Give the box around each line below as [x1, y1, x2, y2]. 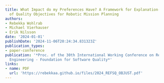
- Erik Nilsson [5, 30, 36, 35]
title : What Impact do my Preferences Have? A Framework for [5, 7, 132, 12]
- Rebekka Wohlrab [5, 21, 42, 26]
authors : [5, 16, 23, 21]
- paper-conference [5, 48, 45, 53]
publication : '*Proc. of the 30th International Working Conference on [5, 52, 154, 58]
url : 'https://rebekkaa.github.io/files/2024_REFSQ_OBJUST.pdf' [9, 71, 143, 76]
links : [5, 62, 19, 66]
